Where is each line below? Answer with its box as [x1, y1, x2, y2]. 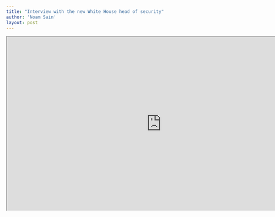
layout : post [6, 19, 38, 25]
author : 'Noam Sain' [6, 14, 57, 20]
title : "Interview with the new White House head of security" [6, 8, 165, 15]
